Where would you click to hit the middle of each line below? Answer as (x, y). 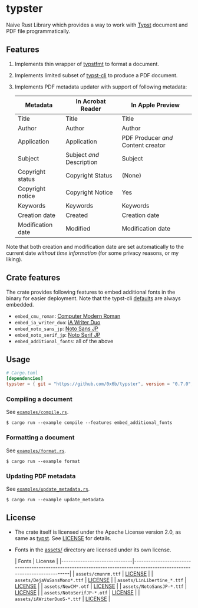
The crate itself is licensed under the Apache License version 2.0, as (98, 532)
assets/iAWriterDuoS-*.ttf (48, 599)
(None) (131, 175)
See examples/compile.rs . (37, 412)
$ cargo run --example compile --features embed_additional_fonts (89, 423)
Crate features (33, 278)
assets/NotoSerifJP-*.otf (76, 593)
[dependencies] (25, 379)
